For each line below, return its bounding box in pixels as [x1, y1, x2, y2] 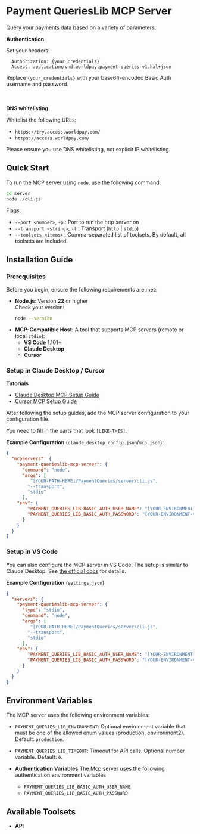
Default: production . [14, 736, 64, 743]
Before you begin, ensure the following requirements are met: [6, 286, 157, 293]
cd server [6, 190, 31, 196]
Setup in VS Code [6, 547, 58, 556]
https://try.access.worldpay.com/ [14, 129, 101, 135]
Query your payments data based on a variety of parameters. [6, 24, 157, 31]
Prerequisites [6, 272, 46, 281]
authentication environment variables [14, 771, 107, 779]
